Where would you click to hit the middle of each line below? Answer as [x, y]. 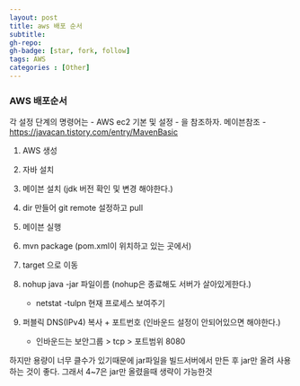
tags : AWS [28, 59]
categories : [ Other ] [50, 68]
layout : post [34, 18]
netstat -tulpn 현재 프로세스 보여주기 [101, 303]
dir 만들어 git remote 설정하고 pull [83, 208]
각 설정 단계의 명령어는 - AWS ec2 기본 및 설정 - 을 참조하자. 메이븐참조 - [138, 122]
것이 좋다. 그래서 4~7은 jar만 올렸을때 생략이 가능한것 [119, 372]
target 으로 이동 [50, 265]
